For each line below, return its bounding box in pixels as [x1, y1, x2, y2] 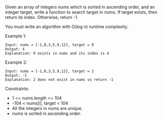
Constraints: [5, 86, 29, 91]
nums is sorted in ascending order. [12, 111, 81, 116]
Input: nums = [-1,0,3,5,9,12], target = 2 [5, 69, 94, 74]
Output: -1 [5, 73, 27, 78]
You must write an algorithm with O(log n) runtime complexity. [5, 24, 129, 30]
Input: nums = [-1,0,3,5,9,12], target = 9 [5, 43, 94, 47]
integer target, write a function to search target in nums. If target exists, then [5, 9, 158, 15]
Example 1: [5, 33, 27, 39]
